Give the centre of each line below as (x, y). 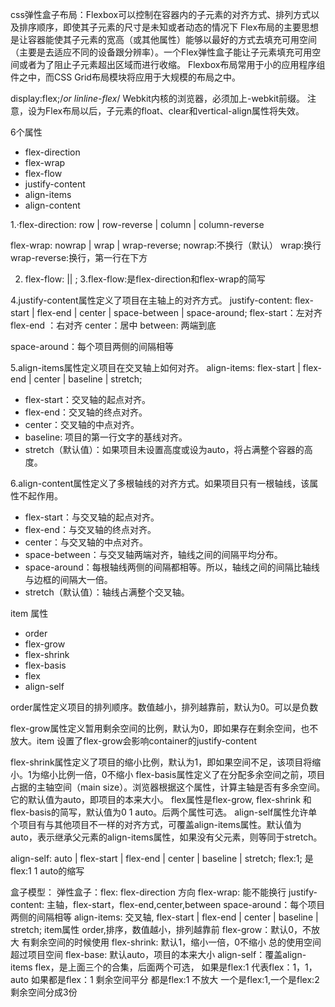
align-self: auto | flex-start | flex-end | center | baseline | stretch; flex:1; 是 (162, 858)
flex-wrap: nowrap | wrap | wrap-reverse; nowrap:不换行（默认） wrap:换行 (166, 245)
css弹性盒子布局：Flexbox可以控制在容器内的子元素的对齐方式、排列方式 (161, 14)
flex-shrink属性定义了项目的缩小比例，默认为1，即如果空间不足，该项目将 (161, 762)
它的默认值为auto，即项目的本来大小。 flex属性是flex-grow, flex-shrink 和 (161, 799)
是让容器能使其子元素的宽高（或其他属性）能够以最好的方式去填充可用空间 (163, 39)
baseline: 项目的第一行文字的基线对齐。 (106, 437)
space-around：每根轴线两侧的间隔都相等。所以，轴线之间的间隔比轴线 (172, 567)
